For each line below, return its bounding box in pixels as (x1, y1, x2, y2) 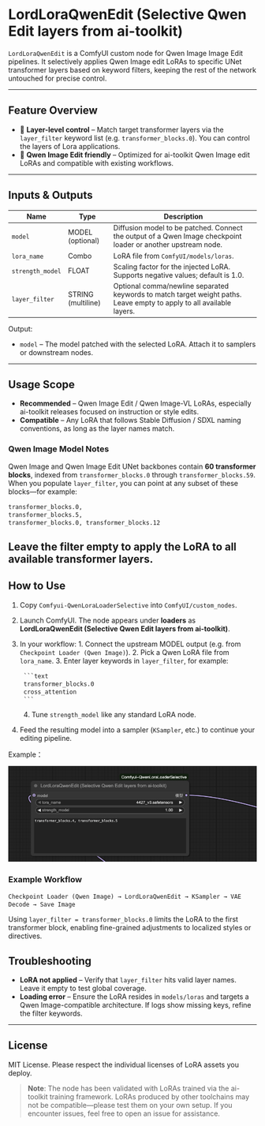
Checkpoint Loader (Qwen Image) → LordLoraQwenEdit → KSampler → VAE (8, 893, 242, 901)
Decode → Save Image (8, 901, 77, 909)
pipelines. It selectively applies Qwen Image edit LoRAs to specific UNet (8, 57, 242, 66)
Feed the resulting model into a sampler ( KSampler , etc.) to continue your (19, 724, 255, 735)
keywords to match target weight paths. (113, 290, 242, 299)
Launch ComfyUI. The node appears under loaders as (19, 615, 196, 625)
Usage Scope (8, 377, 75, 391)
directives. (8, 931, 43, 941)
